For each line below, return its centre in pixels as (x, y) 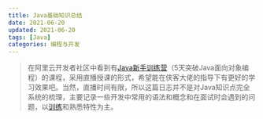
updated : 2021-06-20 (42, 30)
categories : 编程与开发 (44, 45)
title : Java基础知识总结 (45, 15)
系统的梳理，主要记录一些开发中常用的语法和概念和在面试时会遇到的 (138, 97)
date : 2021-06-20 (37, 23)
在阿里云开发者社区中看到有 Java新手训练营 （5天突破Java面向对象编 (138, 68)
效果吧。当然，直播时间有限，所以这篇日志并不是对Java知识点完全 (142, 88)
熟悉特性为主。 (93, 107)
